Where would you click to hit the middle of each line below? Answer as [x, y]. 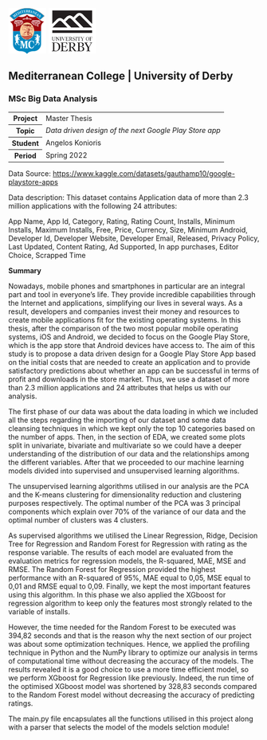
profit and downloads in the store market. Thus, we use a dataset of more [129, 379]
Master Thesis [69, 118]
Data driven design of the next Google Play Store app [133, 131]
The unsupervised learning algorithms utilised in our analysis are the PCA [129, 486]
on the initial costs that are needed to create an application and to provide [130, 362]
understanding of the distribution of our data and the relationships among [129, 453]
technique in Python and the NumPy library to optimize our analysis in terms [133, 652]
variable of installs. [39, 611]
